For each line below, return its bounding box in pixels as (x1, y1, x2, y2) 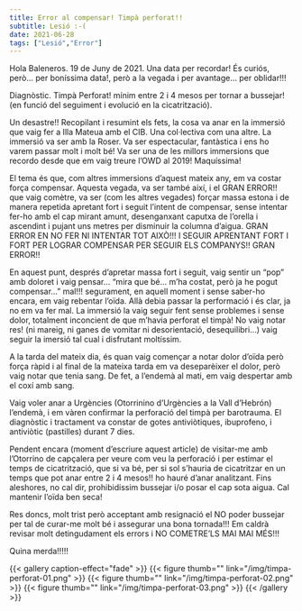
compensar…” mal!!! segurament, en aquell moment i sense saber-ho (9, 286, 266, 297)
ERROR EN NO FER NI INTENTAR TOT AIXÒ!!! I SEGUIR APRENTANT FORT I (9, 231, 288, 242)
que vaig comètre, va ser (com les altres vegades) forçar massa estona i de (9, 192, 290, 203)
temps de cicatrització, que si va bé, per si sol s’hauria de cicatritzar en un (9, 463, 286, 474)
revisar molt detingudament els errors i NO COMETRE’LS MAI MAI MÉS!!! (9, 528, 280, 539)
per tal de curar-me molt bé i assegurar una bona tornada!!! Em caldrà (9, 519, 270, 530)
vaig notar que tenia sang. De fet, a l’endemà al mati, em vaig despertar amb (9, 370, 293, 381)
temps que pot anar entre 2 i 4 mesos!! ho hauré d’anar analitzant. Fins (9, 472, 272, 483)
